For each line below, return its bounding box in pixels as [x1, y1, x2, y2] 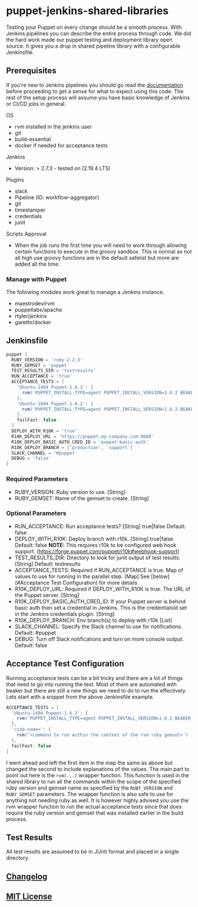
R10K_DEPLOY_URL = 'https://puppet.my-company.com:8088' [11, 433, 154, 440]
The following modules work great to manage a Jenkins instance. [6, 289, 165, 296]
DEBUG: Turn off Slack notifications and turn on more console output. [14, 635, 184, 642]
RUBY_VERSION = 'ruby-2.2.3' [11, 357, 83, 363]
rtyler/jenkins [14, 312, 47, 319]
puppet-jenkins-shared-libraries [6, 4, 169, 18]
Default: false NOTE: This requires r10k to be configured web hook [14, 541, 177, 549]
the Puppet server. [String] [14, 591, 80, 599]
